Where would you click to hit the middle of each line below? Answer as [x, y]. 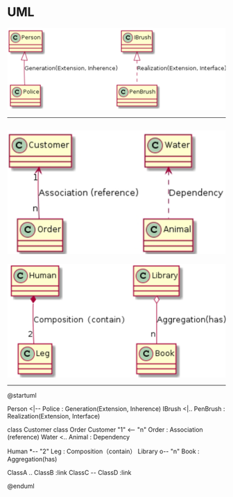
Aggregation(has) [32, 460]
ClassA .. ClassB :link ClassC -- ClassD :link [69, 473]
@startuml [22, 396]
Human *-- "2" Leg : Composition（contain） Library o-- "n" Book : [103, 451]
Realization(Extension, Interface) [54, 416]
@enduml [21, 486]
